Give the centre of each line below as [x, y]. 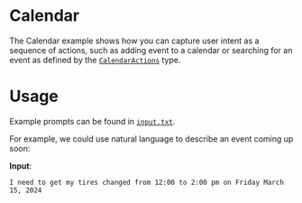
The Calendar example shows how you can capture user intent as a [134, 41]
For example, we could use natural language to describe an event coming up [151, 138]
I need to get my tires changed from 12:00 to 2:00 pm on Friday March [146, 182]
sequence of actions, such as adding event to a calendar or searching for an [151, 50]
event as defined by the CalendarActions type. [95, 60]
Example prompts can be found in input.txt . [92, 121]
